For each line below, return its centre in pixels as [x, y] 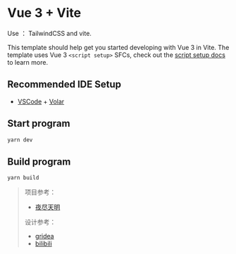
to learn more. [27, 62]
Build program [39, 161]
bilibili [44, 243]
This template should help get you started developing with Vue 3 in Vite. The [118, 47]
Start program [39, 123]
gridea [44, 236]
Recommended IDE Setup [64, 85]
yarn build [23, 178]
